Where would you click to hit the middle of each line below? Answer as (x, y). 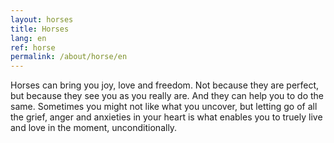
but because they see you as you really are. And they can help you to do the (167, 96)
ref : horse (33, 47)
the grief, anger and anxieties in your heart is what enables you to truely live (166, 117)
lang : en (28, 38)
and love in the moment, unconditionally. (94, 128)
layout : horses (42, 19)
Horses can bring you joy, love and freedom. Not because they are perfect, (165, 85)
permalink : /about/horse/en (69, 57)
